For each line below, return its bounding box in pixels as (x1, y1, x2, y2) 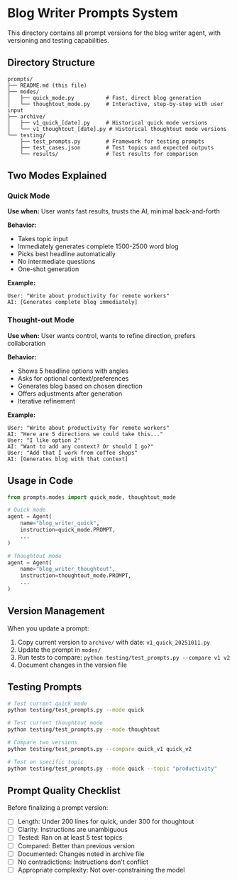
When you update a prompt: (7, 624, 89, 633)
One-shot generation (17, 265, 79, 273)
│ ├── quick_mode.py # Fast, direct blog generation (7, 94, 202, 101)
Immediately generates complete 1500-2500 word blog (17, 242, 179, 250)
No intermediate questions (17, 258, 96, 266)
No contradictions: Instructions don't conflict (17, 858, 149, 866)
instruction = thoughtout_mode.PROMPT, (20, 572, 132, 579)
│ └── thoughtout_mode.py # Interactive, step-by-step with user (7, 100, 224, 107)
